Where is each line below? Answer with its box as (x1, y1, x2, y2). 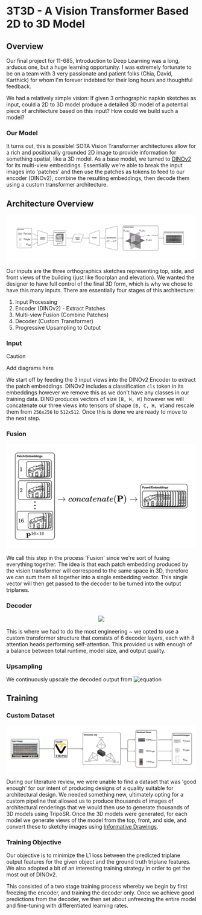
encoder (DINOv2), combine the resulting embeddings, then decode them (6, 175, 190, 182)
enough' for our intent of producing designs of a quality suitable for (6, 784, 174, 792)
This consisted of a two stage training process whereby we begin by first (6, 882, 188, 890)
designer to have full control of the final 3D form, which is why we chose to (6, 280, 193, 287)
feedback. (6, 83, 31, 90)
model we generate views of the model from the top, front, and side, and (6, 817, 187, 824)
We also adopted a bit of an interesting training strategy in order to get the (6, 864, 191, 872)
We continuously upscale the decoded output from (6, 675, 133, 683)
